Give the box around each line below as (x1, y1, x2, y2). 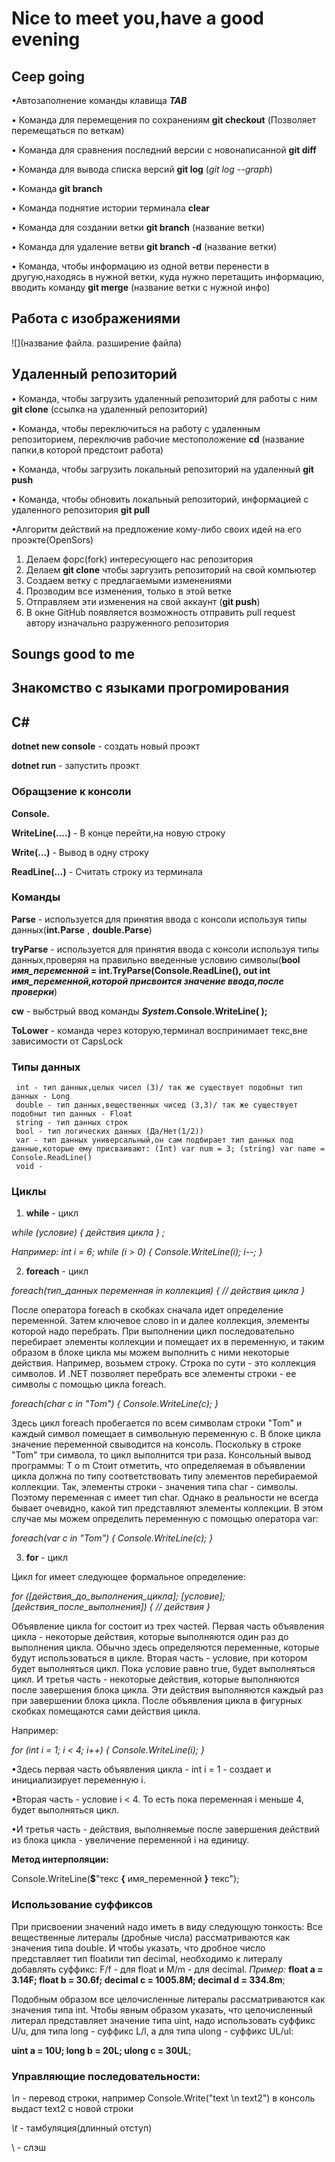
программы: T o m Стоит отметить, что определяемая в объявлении (11, 1460, 306, 1472)
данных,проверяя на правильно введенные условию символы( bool (11, 953, 301, 966)
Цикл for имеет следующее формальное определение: (11, 1571, 246, 1583)
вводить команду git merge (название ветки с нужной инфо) (11, 282, 271, 293)
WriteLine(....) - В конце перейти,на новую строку (11, 827, 226, 839)
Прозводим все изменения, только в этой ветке (25, 585, 232, 597)
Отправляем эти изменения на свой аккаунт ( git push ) (25, 595, 261, 607)
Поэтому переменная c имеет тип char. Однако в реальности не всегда (11, 1492, 319, 1504)
